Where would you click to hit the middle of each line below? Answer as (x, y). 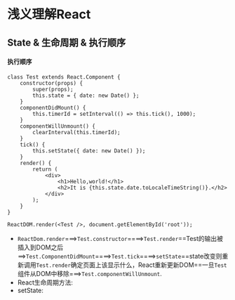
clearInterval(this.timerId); (76, 132)
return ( (45, 169)
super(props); (53, 89)
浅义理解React (49, 14)
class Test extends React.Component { (64, 77)
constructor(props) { (51, 83)
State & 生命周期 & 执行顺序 (67, 43)
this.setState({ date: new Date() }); (89, 151)
